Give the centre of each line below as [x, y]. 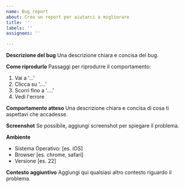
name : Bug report [27, 11]
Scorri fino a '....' [34, 90]
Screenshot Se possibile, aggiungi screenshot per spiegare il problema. [93, 126]
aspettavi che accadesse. [37, 115]
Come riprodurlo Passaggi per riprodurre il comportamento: [78, 67]
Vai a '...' [25, 78]
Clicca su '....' [30, 84]
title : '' [18, 22]
